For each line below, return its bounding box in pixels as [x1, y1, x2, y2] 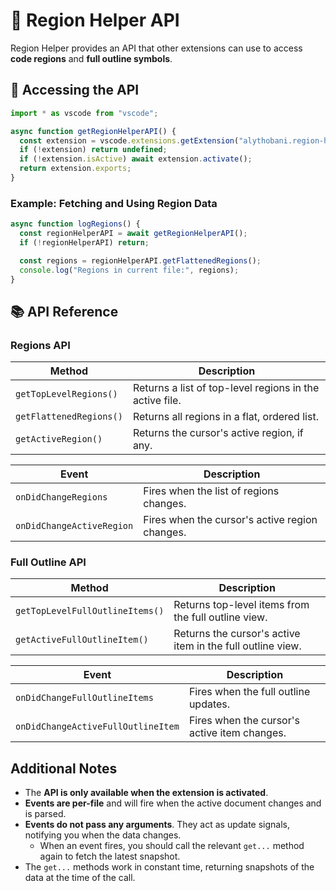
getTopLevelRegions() [15, 389, 118, 400]
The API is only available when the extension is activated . [24, 787, 269, 799]
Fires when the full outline [188, 685, 311, 699]
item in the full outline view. [173, 639, 302, 653]
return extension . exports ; [19, 164, 132, 174]
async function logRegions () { [10, 219, 141, 229]
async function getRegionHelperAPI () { [10, 126, 177, 136]
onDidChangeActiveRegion [15, 520, 134, 532]
